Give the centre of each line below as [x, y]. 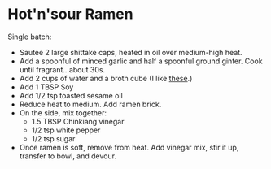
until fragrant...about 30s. [62, 69]
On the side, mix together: [63, 113]
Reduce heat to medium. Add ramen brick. [90, 104]
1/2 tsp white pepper [66, 130]
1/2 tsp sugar [53, 138]
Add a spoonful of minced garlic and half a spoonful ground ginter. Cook [141, 61]
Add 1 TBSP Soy [46, 87]
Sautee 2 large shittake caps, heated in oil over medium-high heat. [131, 52]
